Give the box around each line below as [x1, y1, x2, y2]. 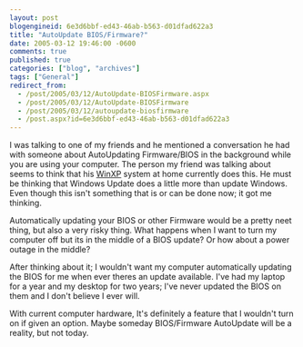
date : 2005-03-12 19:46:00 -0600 [9, 38, 136, 48]
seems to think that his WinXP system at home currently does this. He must [9, 169, 292, 180]
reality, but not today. [9, 328, 89, 339]
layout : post [9, 13, 59, 23]
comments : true [9, 47, 67, 56]
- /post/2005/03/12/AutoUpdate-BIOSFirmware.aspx [17, 89, 209, 98]
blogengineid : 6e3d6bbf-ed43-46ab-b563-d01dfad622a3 [9, 22, 214, 31]
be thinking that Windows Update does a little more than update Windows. [9, 178, 288, 189]
